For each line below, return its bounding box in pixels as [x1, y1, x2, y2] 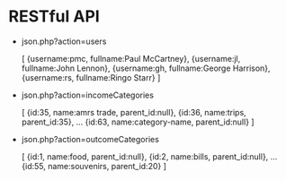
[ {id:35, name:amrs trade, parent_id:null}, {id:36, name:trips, [21, 107, 246, 117]
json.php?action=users [21, 36, 107, 47]
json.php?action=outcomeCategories [21, 133, 159, 144]
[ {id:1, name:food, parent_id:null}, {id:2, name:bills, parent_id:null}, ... [21, 150, 278, 162]
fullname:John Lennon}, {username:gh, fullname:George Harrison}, [21, 63, 271, 73]
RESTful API [8, 6, 100, 27]
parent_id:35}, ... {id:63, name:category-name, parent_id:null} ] [21, 116, 255, 127]
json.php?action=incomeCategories [21, 90, 155, 100]
